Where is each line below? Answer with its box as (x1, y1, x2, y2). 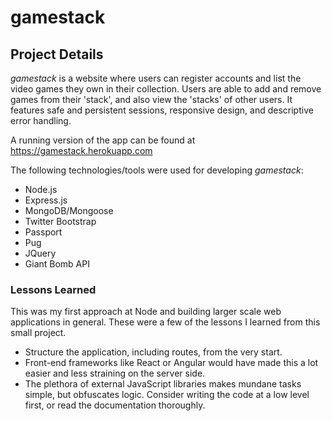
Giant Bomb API (24, 258, 90, 270)
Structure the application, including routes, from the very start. (24, 346, 283, 358)
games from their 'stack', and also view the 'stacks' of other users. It (10, 94, 293, 105)
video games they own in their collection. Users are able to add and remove (10, 83, 322, 95)
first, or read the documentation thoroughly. (24, 399, 206, 411)
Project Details (10, 46, 104, 63)
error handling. (10, 115, 72, 126)
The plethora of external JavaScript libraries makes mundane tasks (24, 378, 302, 390)
